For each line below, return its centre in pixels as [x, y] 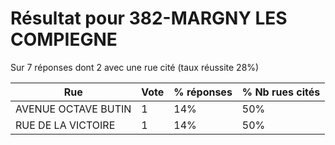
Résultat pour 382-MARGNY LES [149, 18]
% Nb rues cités [281, 92]
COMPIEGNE [64, 39]
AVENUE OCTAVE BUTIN [73, 109]
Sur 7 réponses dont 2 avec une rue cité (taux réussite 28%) [135, 67]
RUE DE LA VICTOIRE [65, 125]
